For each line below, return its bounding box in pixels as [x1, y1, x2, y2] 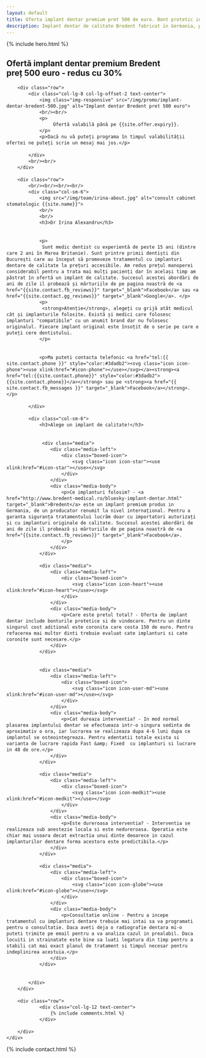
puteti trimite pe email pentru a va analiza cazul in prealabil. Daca [6, 931, 193, 937]
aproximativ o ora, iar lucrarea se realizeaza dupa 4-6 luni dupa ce [6, 728, 191, 735]
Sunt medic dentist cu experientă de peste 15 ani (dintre [42, 244, 196, 251]
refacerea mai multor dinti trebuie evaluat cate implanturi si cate [6, 630, 188, 637]
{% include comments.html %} [50, 1010, 124, 1017]
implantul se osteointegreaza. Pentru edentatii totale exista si [6, 734, 180, 741]
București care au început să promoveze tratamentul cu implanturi [6, 256, 183, 263]
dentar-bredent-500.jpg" [6, 103, 70, 110]
